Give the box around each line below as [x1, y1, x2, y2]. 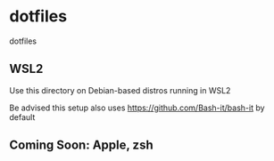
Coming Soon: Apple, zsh [9, 138, 154, 153]
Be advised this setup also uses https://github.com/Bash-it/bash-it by [9, 102, 265, 113]
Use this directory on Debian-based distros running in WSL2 [9, 85, 231, 95]
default [9, 111, 36, 122]
